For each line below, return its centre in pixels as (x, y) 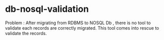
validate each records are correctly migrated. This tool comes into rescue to (82, 28)
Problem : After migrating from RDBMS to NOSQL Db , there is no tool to (78, 23)
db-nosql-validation (47, 9)
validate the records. (26, 33)
